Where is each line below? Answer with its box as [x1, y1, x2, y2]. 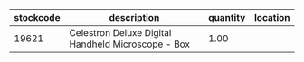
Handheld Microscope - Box [69, 38, 191, 50]
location [254, 12, 290, 23]
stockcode [14, 12, 61, 23]
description [109, 12, 160, 23]
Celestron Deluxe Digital [69, 27, 172, 39]
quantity [207, 12, 246, 23]
